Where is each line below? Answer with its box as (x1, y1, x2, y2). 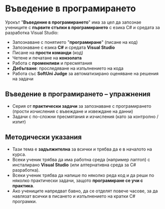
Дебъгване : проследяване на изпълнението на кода (12, 65, 124, 71)
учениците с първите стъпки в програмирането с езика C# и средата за (5, 24, 160, 30)
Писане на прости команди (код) (12, 50, 84, 56)
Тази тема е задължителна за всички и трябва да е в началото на (12, 146, 152, 152)
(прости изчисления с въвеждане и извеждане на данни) (12, 108, 133, 114)
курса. (12, 151, 26, 157)
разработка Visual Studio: (5, 30, 59, 35)
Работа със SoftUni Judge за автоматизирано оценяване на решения (12, 70, 159, 76)
